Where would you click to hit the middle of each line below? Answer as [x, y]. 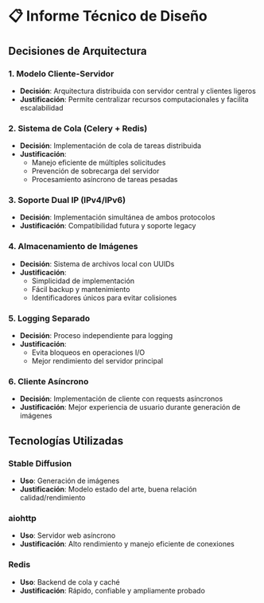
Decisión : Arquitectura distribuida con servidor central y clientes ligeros [138, 91]
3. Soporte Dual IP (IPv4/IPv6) [67, 200]
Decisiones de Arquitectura [78, 51]
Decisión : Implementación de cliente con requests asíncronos [121, 399]
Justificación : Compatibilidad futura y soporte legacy [108, 226]
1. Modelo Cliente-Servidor [61, 73]
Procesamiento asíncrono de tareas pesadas [105, 180]
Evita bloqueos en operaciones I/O [88, 352]
